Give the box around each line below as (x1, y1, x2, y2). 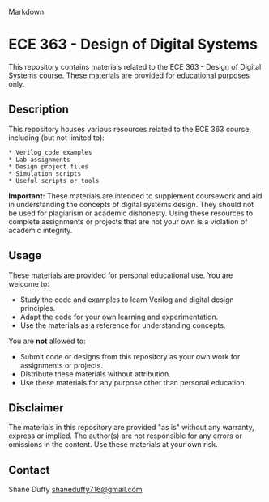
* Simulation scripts (8, 169, 82, 177)
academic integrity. (8, 225, 73, 235)
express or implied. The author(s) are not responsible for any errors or (8, 431, 243, 440)
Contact (8, 463, 50, 477)
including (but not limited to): (8, 133, 105, 143)
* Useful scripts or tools (8, 177, 100, 185)
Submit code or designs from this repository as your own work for (19, 351, 241, 361)
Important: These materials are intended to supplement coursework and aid (8, 190, 263, 201)
